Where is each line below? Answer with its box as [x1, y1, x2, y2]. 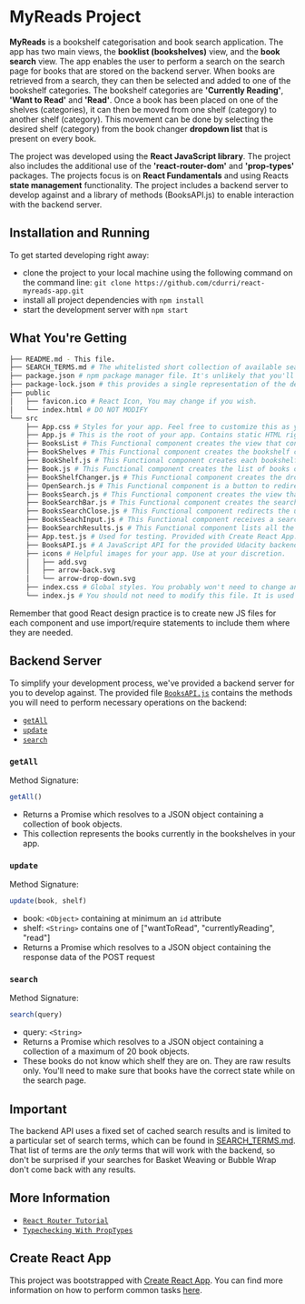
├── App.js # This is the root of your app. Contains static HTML [25, 430, 282, 440]
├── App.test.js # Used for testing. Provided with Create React [25, 532, 279, 541]
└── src [9, 414, 39, 423]
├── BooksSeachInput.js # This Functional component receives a [25, 516, 274, 525]
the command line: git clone [22, 276, 132, 287]
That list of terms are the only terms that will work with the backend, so [9, 1145, 275, 1156]
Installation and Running [9, 226, 151, 241]
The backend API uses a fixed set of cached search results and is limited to [9, 1126, 291, 1137]
